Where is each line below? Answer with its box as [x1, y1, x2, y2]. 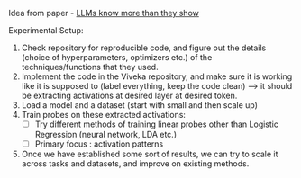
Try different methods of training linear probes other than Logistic [34, 119, 278, 129]
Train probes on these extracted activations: [21, 110, 187, 120]
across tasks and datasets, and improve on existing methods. [21, 158, 250, 169]
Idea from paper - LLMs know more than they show [8, 8, 199, 18]
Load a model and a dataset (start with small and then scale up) [21, 100, 259, 111]
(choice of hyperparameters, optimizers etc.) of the [21, 52, 213, 62]
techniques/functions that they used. [21, 62, 159, 72]
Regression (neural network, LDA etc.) [34, 129, 178, 140]
